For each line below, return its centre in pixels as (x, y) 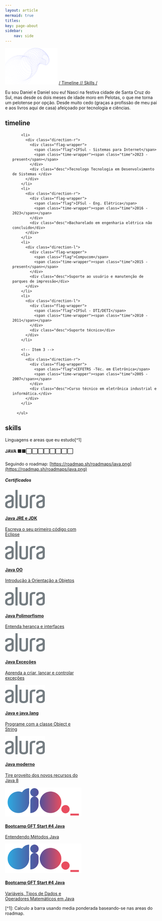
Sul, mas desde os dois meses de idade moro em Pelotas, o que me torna (79, 97)
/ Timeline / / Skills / (78, 83)
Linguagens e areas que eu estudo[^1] (43, 440)
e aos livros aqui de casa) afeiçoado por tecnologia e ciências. (68, 108)
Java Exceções (21, 662)
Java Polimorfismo (24, 616)
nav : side (24, 36)
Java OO (14, 570)
